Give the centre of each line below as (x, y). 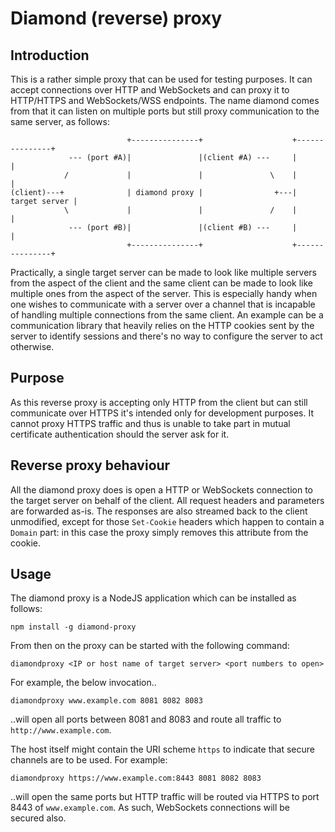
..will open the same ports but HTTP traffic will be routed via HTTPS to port (165, 797)
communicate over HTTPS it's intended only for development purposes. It (162, 413)
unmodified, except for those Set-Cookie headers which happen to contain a (167, 521)
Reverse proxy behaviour (90, 465)
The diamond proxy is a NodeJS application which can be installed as (153, 598)
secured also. (38, 818)
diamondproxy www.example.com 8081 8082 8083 (106, 701)
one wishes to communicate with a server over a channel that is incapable (163, 304)
